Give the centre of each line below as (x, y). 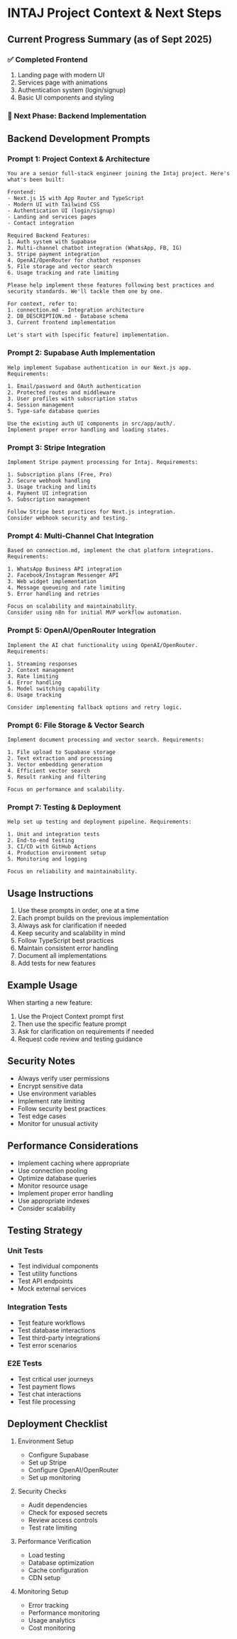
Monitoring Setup (43, 1591)
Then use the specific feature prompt (72, 1024)
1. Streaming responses (43, 664)
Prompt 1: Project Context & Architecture (79, 159)
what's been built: (36, 180)
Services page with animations (62, 82)
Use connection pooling (53, 1170)
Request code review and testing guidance (80, 1039)
